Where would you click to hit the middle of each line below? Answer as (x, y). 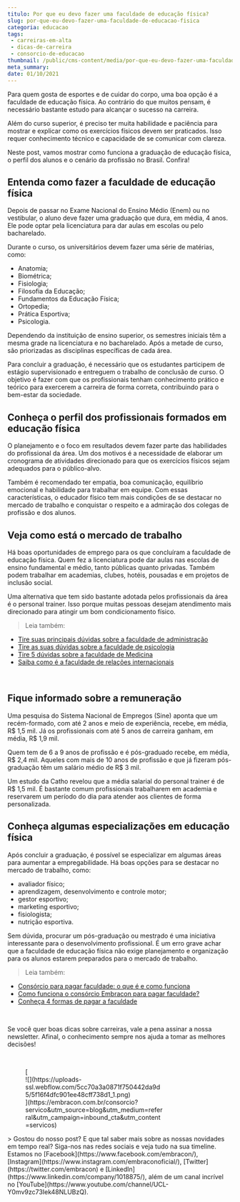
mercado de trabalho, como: (49, 870)
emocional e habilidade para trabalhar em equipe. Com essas (97, 490)
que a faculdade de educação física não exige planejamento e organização (118, 951)
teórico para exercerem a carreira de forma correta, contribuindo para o (113, 387)
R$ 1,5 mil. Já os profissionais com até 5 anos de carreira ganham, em (110, 731)
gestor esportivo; (43, 899)
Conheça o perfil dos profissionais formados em (117, 417)
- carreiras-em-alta (41, 41)
